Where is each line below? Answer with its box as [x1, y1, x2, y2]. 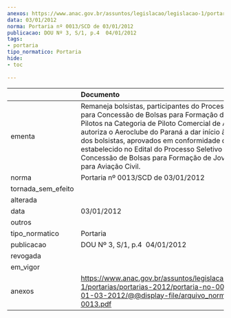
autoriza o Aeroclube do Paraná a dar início [80, 127, 220, 136]
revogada [10, 251, 41, 260]
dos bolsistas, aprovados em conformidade [80, 136, 221, 145]
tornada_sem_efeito [10, 184, 74, 193]
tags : [7, 36, 23, 43]
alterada [10, 195, 38, 204]
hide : [7, 55, 23, 62]
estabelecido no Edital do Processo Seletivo [80, 144, 223, 153]
